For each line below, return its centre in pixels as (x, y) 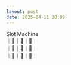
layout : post (22, 12)
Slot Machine (22, 34)
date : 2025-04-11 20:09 (36, 17)
